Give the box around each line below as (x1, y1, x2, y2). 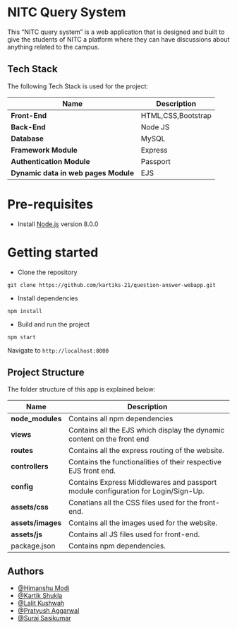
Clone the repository (17, 268, 78, 276)
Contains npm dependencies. (68, 541, 166, 551)
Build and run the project (17, 319, 90, 329)
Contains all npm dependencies (68, 414, 174, 424)
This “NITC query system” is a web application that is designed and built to (7, 28, 225, 36)
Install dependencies (17, 294, 79, 302)
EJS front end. (68, 466, 116, 476)
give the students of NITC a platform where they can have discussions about (7, 35, 230, 43)
